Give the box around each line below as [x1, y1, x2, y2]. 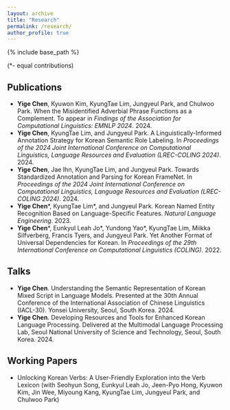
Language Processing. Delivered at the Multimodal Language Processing [16, 321, 223, 329]
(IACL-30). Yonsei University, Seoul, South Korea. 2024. [16, 305, 175, 314]
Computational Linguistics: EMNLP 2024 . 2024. [16, 122, 152, 130]
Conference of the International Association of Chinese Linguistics [16, 299, 205, 307]
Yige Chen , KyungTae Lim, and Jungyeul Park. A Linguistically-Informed [16, 129, 222, 138]
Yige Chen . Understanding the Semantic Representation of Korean [16, 283, 206, 292]
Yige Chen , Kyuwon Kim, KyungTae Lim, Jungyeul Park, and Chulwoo [16, 100, 215, 108]
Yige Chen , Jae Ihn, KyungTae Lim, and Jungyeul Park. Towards [16, 166, 199, 174]
